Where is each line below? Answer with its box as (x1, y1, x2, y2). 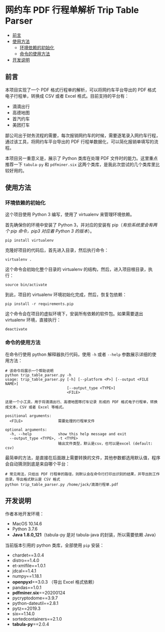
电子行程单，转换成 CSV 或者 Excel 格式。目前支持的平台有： (5, 93, 129, 99)
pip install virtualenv (5, 238, 54, 243)
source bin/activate (5, 282, 48, 288)
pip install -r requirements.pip (5, 301, 74, 306)
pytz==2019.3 (12, 605, 41, 611)
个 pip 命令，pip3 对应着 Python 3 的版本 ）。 (5, 228, 95, 234)
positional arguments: (5, 413, 52, 418)
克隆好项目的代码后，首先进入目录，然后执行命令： (5, 247, 109, 253)
